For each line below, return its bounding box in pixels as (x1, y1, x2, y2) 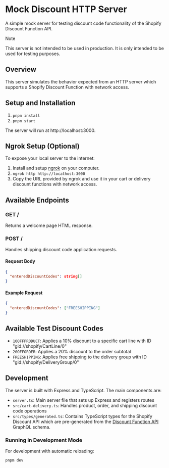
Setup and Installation (5, 99, 76, 107)
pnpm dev (5, 457, 24, 463)
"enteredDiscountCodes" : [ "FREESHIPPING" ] (10, 306, 100, 311)
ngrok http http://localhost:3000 (12, 171, 85, 176)
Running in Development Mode (5, 436, 82, 443)
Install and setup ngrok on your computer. (12, 165, 100, 171)
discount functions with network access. (12, 181, 97, 188)
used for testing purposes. (5, 51, 61, 57)
